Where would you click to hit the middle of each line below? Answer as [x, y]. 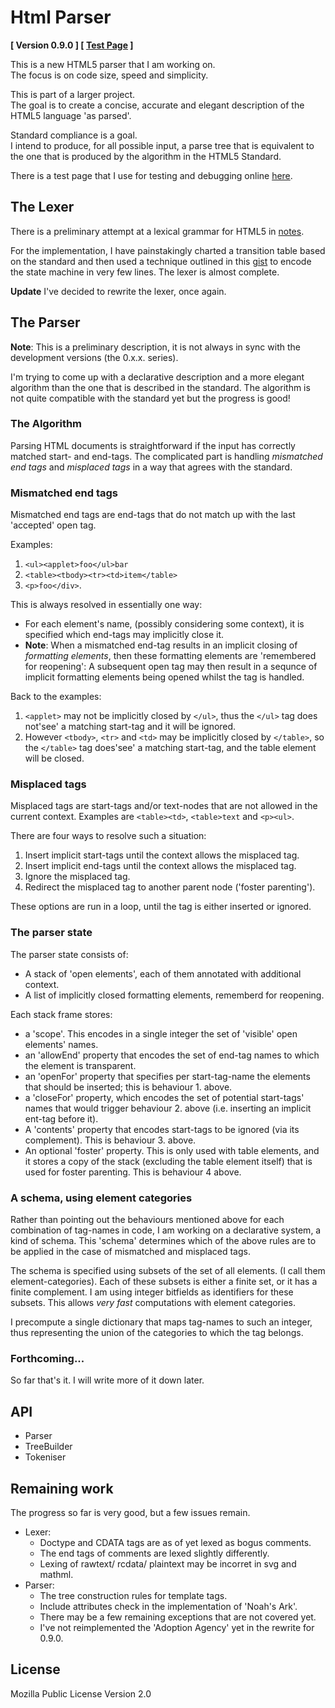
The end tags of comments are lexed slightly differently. [154, 1553]
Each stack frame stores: [61, 1014]
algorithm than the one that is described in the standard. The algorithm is [160, 387]
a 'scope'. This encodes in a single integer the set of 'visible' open [161, 1033]
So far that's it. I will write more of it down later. [107, 1380]
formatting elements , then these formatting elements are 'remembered [170, 656]
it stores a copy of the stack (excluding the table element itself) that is [168, 1161]
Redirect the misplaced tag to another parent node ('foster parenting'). [170, 887]
